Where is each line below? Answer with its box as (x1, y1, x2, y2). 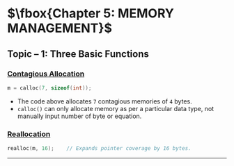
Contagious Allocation (7, 69, 85, 78)
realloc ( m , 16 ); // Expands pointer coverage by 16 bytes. (7, 145, 192, 152)
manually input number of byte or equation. (17, 112, 142, 120)
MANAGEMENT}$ (7, 20, 113, 36)
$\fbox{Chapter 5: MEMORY (7, 6, 174, 22)
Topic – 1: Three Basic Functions (7, 48, 150, 60)
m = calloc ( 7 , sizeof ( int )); (7, 84, 92, 92)
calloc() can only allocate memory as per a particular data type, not (17, 104, 214, 113)
